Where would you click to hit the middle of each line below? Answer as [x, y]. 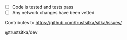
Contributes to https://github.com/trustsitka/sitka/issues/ [63, 23]
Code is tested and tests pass [43, 7]
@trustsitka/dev [21, 32]
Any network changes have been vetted [53, 13]
